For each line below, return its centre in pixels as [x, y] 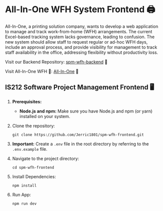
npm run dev [24, 204]
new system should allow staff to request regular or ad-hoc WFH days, [76, 42]
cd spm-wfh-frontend [33, 167]
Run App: [22, 194]
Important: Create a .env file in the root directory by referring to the [81, 144]
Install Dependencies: [34, 176]
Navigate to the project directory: [46, 158]
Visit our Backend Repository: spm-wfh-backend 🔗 [56, 62]
